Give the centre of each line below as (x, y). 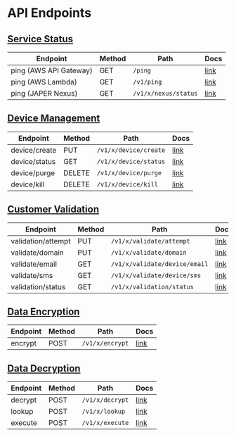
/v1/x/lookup (104, 412)
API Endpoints (50, 13)
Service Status (40, 39)
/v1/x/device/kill (127, 184)
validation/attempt (41, 241)
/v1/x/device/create (131, 150)
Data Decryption (44, 368)
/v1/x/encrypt (105, 343)
